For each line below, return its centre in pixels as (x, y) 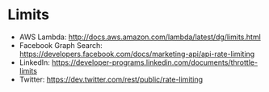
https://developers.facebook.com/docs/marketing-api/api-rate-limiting (137, 54)
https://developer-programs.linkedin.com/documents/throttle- (155, 62)
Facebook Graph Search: (61, 45)
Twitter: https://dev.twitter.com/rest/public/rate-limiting (111, 79)
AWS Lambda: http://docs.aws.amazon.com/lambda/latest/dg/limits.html (140, 37)
